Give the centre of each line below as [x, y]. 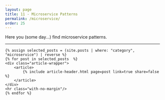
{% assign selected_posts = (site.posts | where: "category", [70, 51]
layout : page [18, 10]
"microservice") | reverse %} [36, 55]
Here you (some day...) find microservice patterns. [56, 37]
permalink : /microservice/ [33, 19]
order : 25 [15, 23]
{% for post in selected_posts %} [41, 59]
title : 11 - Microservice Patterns [41, 14]
